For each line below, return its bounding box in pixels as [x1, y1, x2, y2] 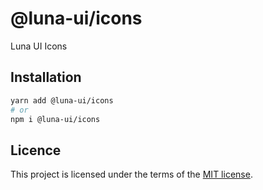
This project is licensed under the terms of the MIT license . [10, 168, 253, 181]
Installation [10, 69, 82, 86]
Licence [10, 142, 62, 159]
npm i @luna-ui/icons [10, 114, 101, 124]
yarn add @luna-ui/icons [10, 95, 114, 106]
